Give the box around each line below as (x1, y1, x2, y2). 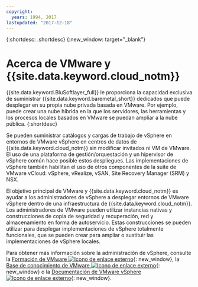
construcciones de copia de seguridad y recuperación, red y (6, 213, 154, 220)
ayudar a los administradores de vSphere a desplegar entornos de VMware (6, 194, 189, 201)
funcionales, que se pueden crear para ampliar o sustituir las (6, 232, 154, 239)
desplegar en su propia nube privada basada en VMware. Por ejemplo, (6, 101, 178, 109)
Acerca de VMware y (6, 57, 111, 70)
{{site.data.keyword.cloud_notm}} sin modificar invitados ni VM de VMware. (6, 145, 191, 152)
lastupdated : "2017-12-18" (6, 20, 73, 25)
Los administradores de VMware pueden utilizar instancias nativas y (6, 206, 173, 213)
